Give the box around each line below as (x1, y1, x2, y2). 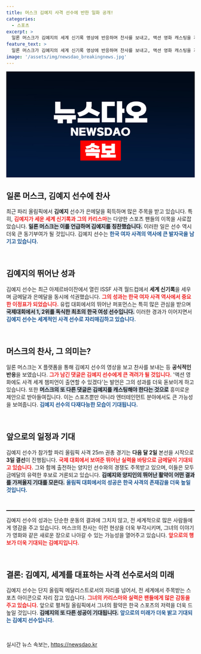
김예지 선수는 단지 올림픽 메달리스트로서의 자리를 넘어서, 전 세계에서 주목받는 (6, 587, 185, 594)
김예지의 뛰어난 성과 (6, 268, 75, 278)
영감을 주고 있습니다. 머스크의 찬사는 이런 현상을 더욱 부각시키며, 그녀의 (12, 524, 178, 531)
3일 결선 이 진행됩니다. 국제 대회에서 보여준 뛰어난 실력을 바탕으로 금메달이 (6, 456, 178, 464)
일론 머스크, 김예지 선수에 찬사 (6, 190, 111, 201)
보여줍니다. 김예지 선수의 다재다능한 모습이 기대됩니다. (12, 401, 138, 408)
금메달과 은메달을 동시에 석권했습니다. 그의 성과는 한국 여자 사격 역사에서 (12, 293, 181, 300)
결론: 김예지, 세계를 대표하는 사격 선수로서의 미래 (6, 570, 175, 580)
